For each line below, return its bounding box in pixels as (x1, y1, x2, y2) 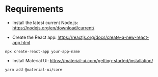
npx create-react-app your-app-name (5, 49, 80, 54)
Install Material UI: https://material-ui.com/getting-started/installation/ (12, 57, 153, 63)
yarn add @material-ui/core (5, 67, 63, 72)
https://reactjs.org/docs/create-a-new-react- (57, 34, 149, 40)
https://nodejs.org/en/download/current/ (12, 25, 95, 30)
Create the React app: (12, 34, 57, 40)
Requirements (5, 3, 64, 15)
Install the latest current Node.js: (12, 20, 79, 26)
